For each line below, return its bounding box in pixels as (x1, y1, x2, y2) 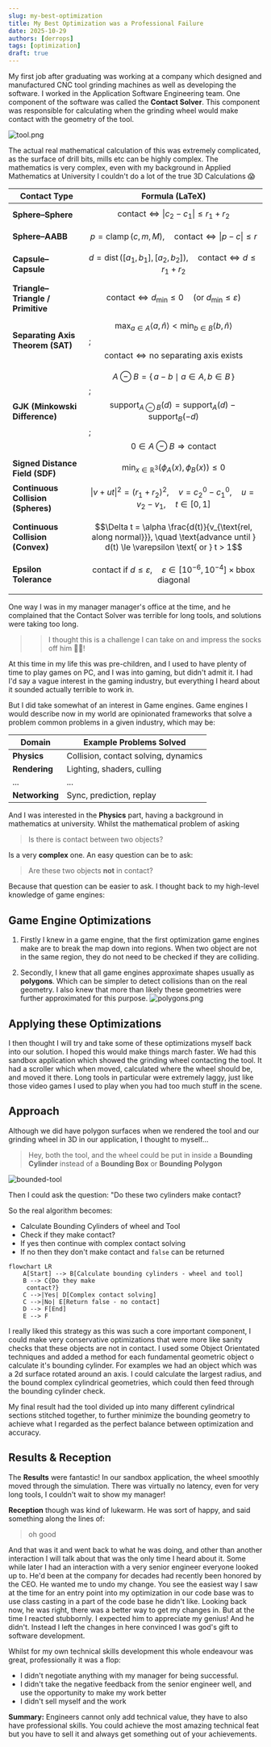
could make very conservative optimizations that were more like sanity (8, 1335, 243, 1344)
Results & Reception (8, 1451, 111, 1465)
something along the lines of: (8, 1514, 105, 1523)
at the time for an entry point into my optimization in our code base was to (8, 1587, 254, 1598)
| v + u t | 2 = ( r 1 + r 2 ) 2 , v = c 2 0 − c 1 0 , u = (90, 485, 255, 499)
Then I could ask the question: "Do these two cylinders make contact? (8, 1189, 242, 1199)
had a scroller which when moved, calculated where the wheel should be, (8, 1064, 252, 1073)
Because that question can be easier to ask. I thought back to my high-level (8, 881, 260, 892)
